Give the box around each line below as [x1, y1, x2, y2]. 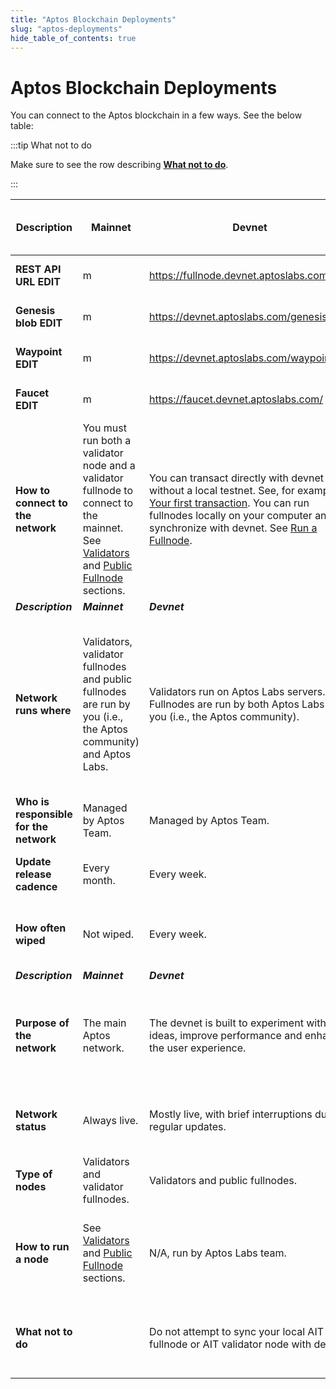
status [15, 1120, 47, 1134]
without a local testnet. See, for [149, 484, 295, 498]
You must [82, 421, 127, 435]
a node [15, 1252, 49, 1266]
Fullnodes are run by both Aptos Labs [149, 697, 325, 711]
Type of [15, 1167, 53, 1181]
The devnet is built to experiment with [149, 1016, 327, 1030]
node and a [82, 459, 136, 473]
